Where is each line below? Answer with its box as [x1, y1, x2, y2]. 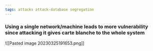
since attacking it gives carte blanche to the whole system [5, 29, 145, 36]
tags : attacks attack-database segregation [5, 7, 94, 12]
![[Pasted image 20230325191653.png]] [5, 40, 85, 46]
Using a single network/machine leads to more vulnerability [5, 23, 149, 30]
